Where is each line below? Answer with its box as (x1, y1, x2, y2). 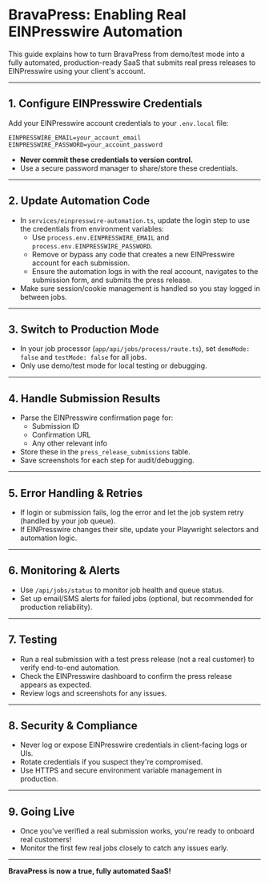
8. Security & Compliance (8, 719, 138, 733)
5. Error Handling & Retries (8, 486, 143, 500)
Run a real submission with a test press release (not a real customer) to (19, 654, 255, 664)
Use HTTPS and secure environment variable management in (19, 765, 223, 775)
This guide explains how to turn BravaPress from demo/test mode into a (8, 49, 246, 59)
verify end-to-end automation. (19, 663, 120, 672)
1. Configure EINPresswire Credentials (8, 97, 203, 111)
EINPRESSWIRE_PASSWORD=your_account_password (8, 140, 163, 149)
